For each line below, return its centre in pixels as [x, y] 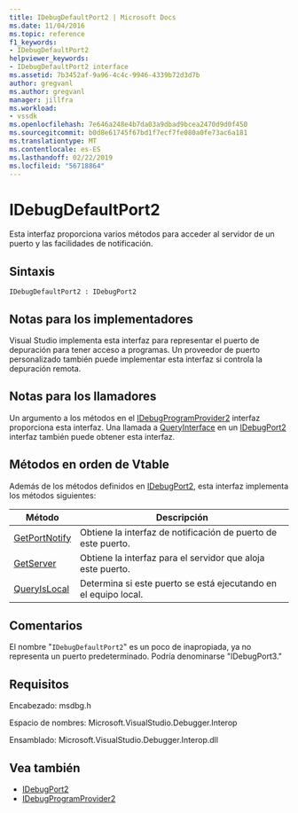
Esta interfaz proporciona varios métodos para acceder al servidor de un [142, 234]
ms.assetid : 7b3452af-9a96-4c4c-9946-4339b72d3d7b [105, 75]
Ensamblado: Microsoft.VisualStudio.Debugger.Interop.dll [114, 740]
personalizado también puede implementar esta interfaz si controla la [136, 359]
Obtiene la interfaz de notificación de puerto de [178, 532]
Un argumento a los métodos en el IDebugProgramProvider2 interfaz [135, 418]
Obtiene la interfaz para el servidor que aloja [172, 558]
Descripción [182, 517]
